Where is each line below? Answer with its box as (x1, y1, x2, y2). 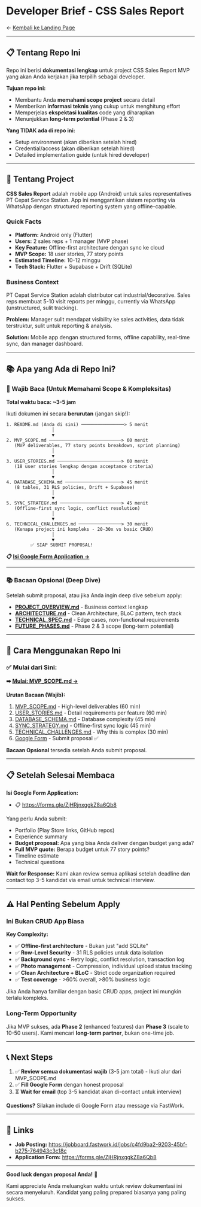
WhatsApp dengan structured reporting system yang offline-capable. (6, 202, 177, 210)
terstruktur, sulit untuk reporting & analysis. (6, 322, 112, 330)
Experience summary (14, 833, 68, 840)
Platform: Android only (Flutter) (14, 231, 93, 238)
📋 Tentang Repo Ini (6, 48, 81, 58)
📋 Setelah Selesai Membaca (6, 770, 115, 780)
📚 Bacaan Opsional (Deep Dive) (6, 576, 100, 584)
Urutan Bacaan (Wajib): (6, 691, 66, 698)
